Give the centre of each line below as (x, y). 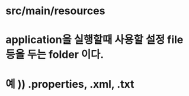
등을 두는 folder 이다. (55, 55)
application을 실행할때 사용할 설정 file (94, 40)
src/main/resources (55, 11)
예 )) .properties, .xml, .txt (70, 84)
